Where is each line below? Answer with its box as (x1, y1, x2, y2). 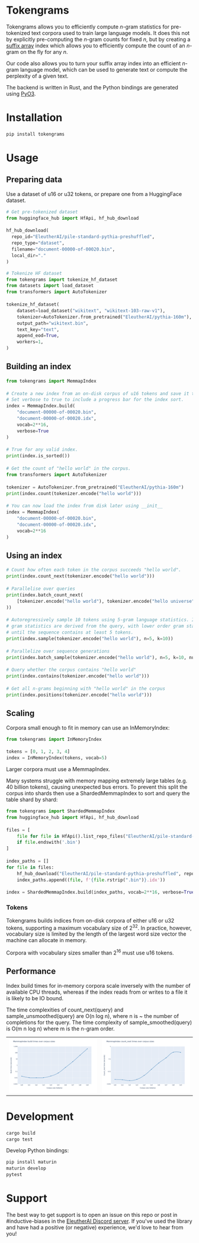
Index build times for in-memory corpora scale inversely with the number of (6, 982, 191, 989)
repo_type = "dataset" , (11, 240, 65, 246)
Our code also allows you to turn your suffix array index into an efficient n (6, 60, 185, 67)
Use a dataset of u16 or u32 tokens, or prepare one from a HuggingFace (6, 190, 182, 197)
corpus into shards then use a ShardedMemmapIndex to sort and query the (6, 790, 190, 797)
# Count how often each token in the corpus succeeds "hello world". (6, 567, 182, 573)
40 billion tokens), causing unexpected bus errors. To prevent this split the (6, 783, 188, 791)
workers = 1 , (17, 339, 44, 345)
